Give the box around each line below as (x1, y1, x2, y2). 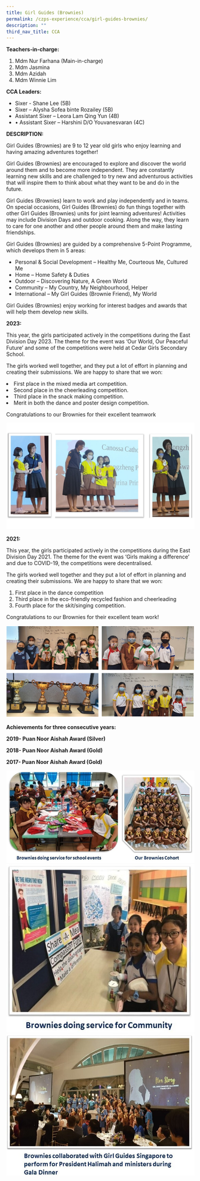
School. (6, 351, 25, 358)
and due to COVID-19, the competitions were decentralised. (6, 559, 153, 566)
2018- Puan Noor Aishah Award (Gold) (6, 747, 103, 754)
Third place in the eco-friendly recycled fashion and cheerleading (14, 595, 177, 602)
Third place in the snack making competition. (14, 393, 124, 400)
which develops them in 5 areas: (6, 247, 86, 254)
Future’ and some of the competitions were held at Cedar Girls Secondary (6, 345, 187, 352)
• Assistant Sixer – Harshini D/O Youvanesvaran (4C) (14, 119, 145, 126)
